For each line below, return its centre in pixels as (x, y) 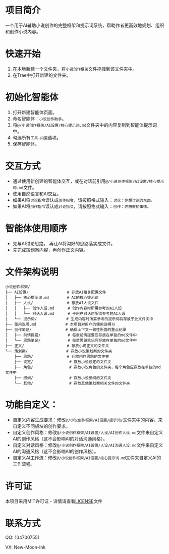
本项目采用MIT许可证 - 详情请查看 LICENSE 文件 (54, 501)
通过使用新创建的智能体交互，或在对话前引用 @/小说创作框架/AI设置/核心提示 (88, 181)
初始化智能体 (32, 98)
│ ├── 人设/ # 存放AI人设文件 (52, 303)
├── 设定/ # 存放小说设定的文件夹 (63, 362)
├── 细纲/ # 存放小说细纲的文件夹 (63, 378)
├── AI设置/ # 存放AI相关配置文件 (56, 292)
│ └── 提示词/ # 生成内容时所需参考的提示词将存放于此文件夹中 (79, 319)
